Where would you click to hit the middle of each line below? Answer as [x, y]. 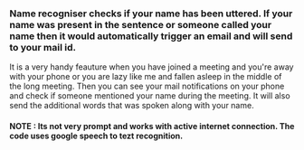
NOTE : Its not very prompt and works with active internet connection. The [152, 126]
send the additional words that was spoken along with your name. [132, 106]
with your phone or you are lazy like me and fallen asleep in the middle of [146, 77]
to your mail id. [43, 47]
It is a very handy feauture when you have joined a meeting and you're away [152, 67]
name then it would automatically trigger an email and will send [151, 36]
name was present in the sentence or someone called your [141, 24]
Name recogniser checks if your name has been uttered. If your [151, 14]
